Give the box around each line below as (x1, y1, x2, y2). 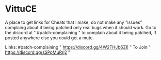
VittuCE (5, 3, 37, 15)
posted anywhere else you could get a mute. (5, 35, 94, 41)
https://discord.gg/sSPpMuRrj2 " (5, 49, 70, 55)
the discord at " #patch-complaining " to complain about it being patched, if (5, 30, 157, 35)
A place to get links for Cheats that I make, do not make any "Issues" (5, 19, 142, 25)
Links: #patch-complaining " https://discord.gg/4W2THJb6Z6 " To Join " (5, 44, 151, 50)
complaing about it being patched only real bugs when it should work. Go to (5, 24, 157, 30)
